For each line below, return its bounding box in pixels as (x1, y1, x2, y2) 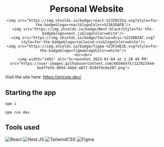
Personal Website (49, 3, 124, 15)
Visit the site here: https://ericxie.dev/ (5, 74, 82, 80)
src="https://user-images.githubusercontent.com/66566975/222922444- (9, 61, 157, 66)
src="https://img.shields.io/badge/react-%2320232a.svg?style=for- (17, 18, 160, 23)
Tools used (5, 123, 40, 132)
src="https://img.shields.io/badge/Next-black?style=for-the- (23, 27, 154, 32)
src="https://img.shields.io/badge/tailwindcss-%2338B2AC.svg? (22, 35, 155, 40)
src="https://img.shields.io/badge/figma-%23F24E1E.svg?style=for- (17, 44, 160, 49)
